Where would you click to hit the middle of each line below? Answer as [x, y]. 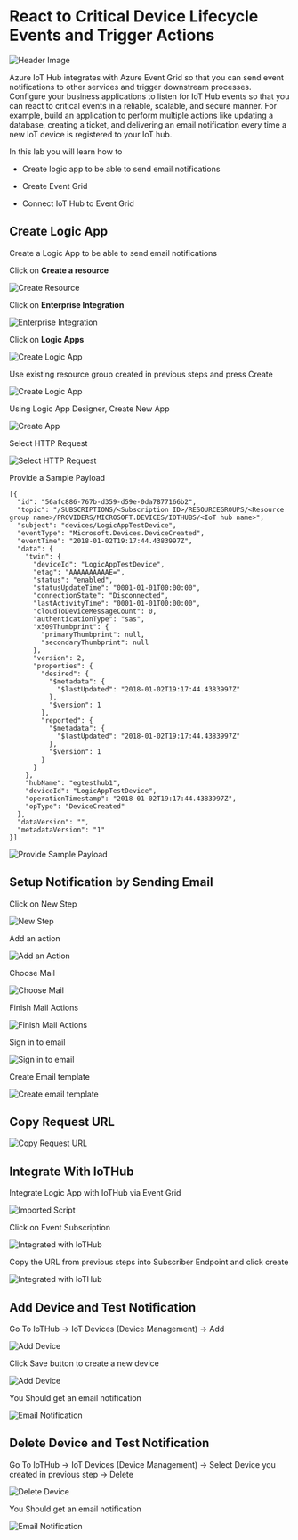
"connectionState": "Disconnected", [101, 595]
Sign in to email [37, 1042]
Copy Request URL [62, 1122]
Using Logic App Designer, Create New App [90, 409]
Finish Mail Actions [44, 1007]
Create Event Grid [55, 186]
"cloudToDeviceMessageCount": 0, [95, 611]
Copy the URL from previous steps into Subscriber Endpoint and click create [149, 1262]
